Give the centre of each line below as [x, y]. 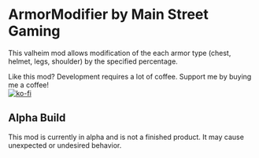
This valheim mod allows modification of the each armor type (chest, [120, 53]
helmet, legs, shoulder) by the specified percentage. [93, 61]
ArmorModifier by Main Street [108, 15]
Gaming [34, 31]
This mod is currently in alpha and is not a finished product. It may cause [126, 137]
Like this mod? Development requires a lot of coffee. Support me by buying [130, 76]
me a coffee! [29, 85]
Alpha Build [37, 118]
